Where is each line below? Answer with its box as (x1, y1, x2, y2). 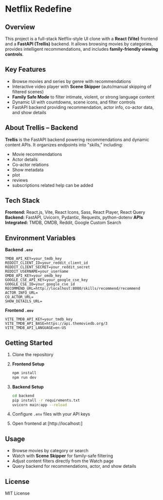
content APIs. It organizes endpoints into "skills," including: (5, 141, 123, 147)
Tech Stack (5, 197, 40, 205)
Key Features (5, 65, 46, 74)
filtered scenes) (12, 89, 44, 95)
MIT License (5, 490, 30, 496)
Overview (5, 23, 36, 31)
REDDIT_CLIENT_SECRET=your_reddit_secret (5, 265, 91, 270)
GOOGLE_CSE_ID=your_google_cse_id (5, 282, 75, 287)
